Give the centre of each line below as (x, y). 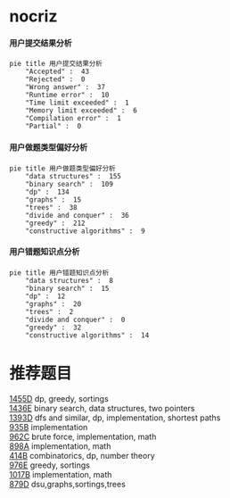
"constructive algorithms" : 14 (87, 335)
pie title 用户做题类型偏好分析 (62, 168)
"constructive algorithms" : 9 (85, 231)
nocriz (33, 17)
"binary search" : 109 (70, 184)
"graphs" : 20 (53, 304)
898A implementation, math (60, 446)
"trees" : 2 (49, 311)
